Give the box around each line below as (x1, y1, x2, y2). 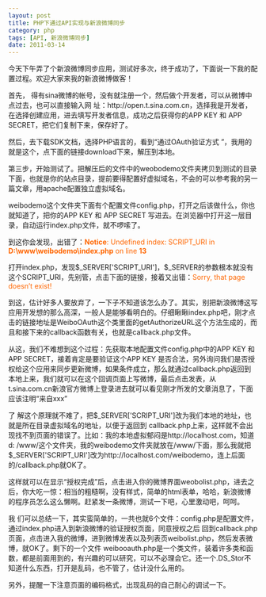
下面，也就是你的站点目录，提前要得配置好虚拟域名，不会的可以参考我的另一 (8, 174, 258, 183)
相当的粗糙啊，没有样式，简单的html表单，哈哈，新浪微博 (63, 487, 252, 496)
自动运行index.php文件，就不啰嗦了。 (21, 220, 145, 230)
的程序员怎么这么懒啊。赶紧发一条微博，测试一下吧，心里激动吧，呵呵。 (8, 497, 244, 507)
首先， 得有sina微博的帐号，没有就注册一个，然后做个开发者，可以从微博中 (8, 90, 253, 100)
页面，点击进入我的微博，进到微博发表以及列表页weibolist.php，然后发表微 (8, 534, 253, 543)
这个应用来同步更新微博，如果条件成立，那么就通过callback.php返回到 (21, 364, 252, 373)
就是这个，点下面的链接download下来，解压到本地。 (8, 147, 180, 157)
